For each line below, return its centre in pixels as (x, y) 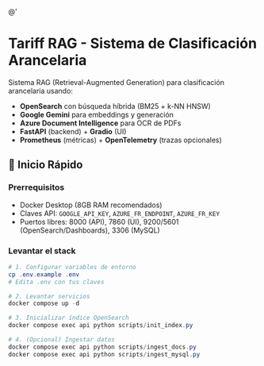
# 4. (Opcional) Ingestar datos (61, 340)
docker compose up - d (44, 304)
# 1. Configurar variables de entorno (72, 267)
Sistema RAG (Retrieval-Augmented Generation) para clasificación (116, 82)
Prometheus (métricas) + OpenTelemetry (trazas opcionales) (121, 140)
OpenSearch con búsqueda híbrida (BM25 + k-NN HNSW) (115, 106)
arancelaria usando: (41, 91)
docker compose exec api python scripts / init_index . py (101, 326)
